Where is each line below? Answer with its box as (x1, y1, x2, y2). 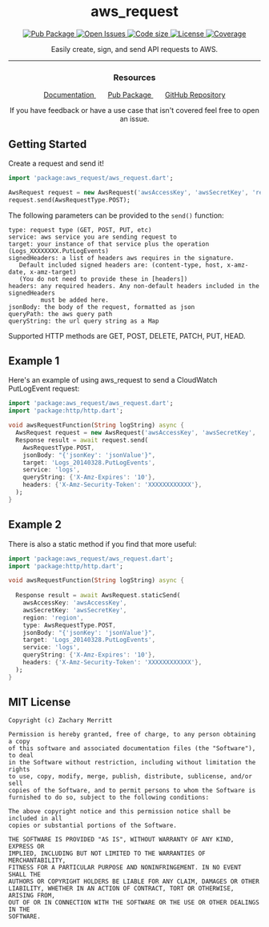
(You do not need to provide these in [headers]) (18, 275, 188, 283)
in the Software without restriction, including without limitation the (8, 759, 256, 767)
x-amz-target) (29, 267, 78, 276)
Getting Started (8, 137, 87, 150)
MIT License (8, 696, 71, 709)
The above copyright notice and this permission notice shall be (8, 808, 231, 816)
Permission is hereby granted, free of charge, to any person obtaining (8, 731, 256, 739)
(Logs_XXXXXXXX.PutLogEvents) (8, 247, 110, 255)
